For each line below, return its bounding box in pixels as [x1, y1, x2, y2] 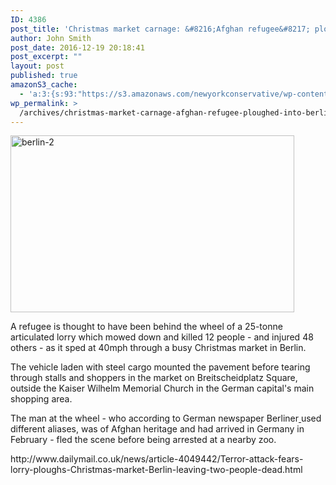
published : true [10, 71, 78, 81]
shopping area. [10, 393, 73, 405]
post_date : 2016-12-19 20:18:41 [10, 42, 145, 53]
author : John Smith [10, 33, 92, 43]
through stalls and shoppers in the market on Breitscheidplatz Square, [10, 372, 298, 384]
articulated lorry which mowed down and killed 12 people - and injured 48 [10, 331, 314, 343]
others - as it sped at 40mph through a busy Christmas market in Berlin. [10, 342, 307, 354]
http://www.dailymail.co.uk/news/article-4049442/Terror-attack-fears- [10, 453, 304, 465]
